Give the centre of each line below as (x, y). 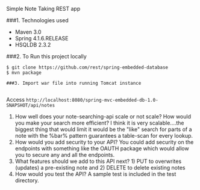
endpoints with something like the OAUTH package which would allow (102, 149)
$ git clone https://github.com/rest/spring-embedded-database (87, 67)
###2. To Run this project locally (47, 56)
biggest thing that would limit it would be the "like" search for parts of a (103, 129)
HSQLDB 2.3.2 (33, 45)
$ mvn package (24, 73)
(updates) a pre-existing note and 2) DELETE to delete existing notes (100, 167)
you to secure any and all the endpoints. (65, 155)
